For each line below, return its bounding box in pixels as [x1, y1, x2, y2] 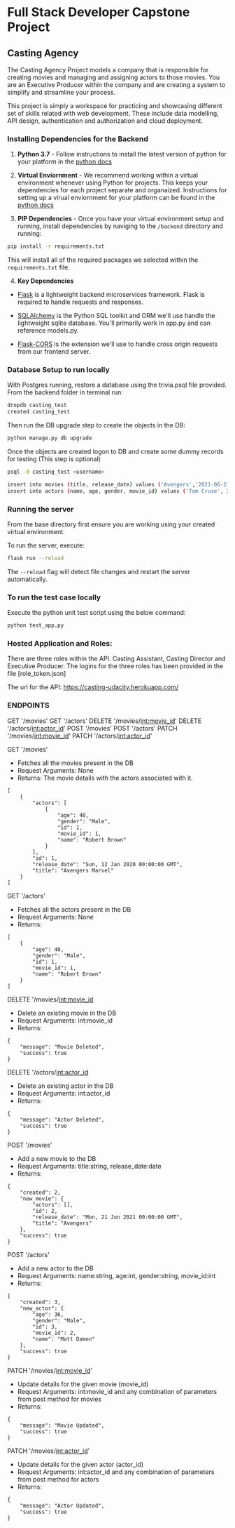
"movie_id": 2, [32, 1329, 77, 1336]
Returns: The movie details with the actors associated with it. [17, 773, 194, 782]
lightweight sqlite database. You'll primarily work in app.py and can [17, 319, 211, 327]
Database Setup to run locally [7, 365, 110, 375]
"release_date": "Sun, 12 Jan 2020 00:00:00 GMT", [32, 861, 183, 868]
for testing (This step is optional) [7, 455, 101, 463]
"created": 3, [20, 1298, 61, 1306]
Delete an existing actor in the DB [17, 1082, 114, 1090]
